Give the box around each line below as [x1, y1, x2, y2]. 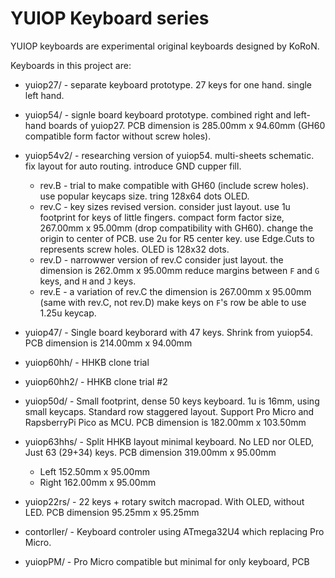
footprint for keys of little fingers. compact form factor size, [39, 211, 285, 223]
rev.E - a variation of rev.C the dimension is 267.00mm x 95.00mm [39, 285, 312, 297]
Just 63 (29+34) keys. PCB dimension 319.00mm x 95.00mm [24, 446, 277, 458]
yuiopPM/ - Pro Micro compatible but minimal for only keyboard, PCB [24, 555, 310, 567]
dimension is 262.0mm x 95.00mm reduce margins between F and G [39, 264, 320, 276]
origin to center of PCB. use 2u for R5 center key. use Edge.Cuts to [39, 232, 315, 244]
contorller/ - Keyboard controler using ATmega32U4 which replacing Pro [24, 525, 325, 537]
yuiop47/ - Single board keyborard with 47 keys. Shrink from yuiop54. [24, 326, 313, 338]
